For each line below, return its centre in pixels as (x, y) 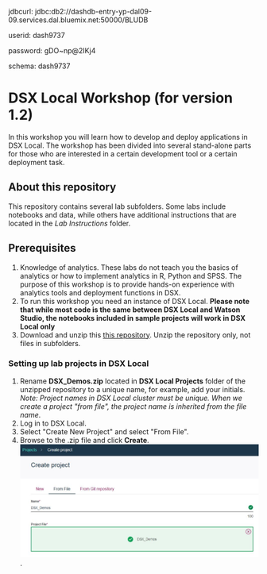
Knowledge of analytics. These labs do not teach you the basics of (129, 267)
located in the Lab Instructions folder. (70, 223)
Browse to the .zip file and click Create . (84, 440)
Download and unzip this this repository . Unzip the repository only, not (135, 335)
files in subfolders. (50, 343)
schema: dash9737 (39, 66)
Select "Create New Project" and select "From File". (104, 431)
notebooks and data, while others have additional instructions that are (122, 214)
